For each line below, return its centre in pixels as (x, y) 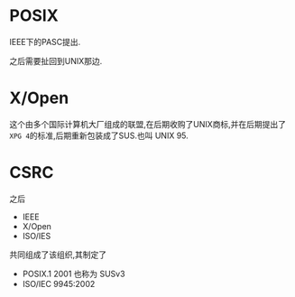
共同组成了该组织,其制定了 (58, 255)
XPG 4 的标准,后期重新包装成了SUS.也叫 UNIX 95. (99, 135)
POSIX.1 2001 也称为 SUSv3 (74, 274)
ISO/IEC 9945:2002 (59, 283)
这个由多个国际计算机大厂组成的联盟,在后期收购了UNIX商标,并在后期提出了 (148, 124)
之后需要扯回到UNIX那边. (56, 60)
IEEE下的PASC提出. (45, 42)
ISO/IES (37, 236)
